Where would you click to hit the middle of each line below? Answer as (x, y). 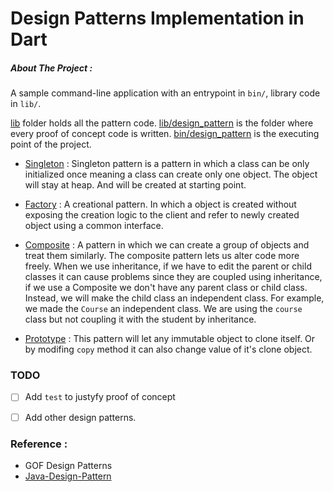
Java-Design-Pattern (68, 476)
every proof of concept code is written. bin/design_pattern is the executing (165, 134)
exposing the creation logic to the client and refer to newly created (162, 215)
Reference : (39, 444)
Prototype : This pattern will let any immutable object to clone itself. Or (170, 339)
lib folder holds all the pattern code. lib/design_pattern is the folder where (162, 123)
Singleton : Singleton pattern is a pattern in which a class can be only (167, 164)
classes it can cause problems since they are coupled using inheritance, (173, 277)
